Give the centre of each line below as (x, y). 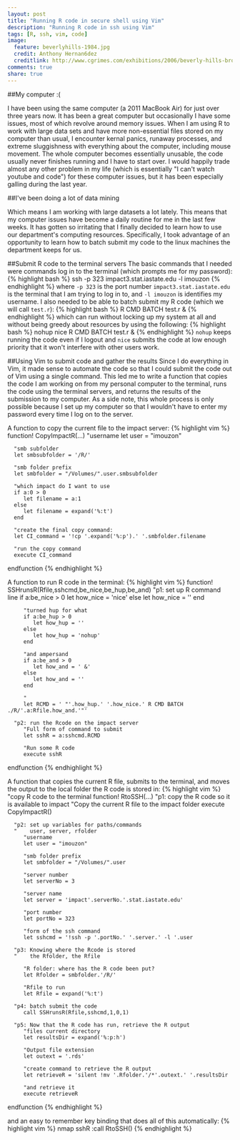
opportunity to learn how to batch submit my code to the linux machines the (119, 242)
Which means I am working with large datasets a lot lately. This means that (117, 212)
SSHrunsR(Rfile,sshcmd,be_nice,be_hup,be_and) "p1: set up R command (114, 590)
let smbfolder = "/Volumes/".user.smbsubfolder (86, 474)
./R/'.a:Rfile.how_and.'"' (47, 710)
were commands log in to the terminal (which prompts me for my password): (120, 271)
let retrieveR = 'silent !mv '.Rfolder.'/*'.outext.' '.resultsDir (126, 1075)
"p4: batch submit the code (56, 1006)
